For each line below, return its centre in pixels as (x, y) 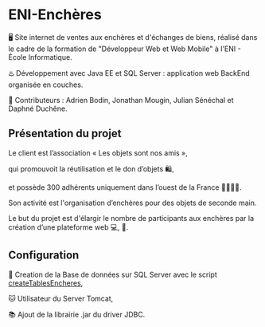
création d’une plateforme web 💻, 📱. (68, 227)
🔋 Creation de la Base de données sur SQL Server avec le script (113, 274)
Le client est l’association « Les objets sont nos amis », (98, 152)
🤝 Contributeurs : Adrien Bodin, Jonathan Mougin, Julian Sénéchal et (121, 100)
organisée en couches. (46, 85)
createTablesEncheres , (46, 283)
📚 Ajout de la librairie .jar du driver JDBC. (77, 314)
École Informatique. (41, 57)
